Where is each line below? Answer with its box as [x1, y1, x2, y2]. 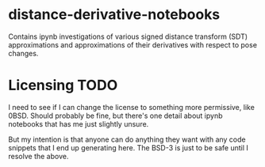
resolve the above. [8, 151, 69, 161]
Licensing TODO [8, 77, 118, 94]
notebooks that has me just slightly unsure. [8, 119, 149, 128]
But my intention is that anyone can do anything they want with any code [8, 135, 246, 144]
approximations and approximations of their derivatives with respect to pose [8, 40, 258, 49]
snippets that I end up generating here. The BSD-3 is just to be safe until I [8, 142, 248, 152]
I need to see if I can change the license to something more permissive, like [8, 102, 255, 112]
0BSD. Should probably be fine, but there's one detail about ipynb [8, 111, 223, 120]
